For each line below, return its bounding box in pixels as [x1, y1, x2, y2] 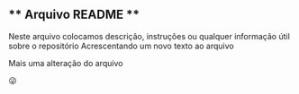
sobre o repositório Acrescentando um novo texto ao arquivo [8, 40, 235, 51]
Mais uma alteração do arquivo [8, 57, 123, 68]
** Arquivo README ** [8, 7, 140, 22]
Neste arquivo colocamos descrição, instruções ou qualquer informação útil [8, 30, 290, 41]
